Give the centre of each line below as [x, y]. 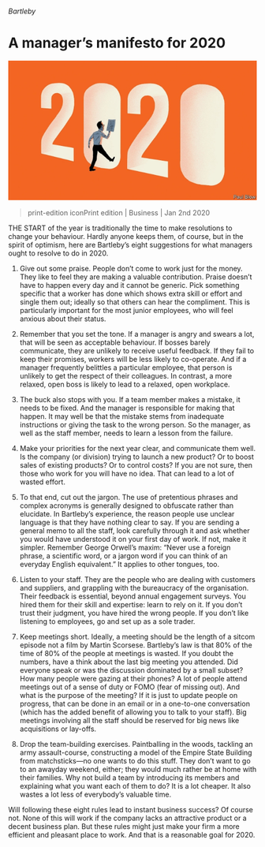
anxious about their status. [63, 319]
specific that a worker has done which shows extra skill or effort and [131, 294]
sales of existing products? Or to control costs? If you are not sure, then [136, 465]
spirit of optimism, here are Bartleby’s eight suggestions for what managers [131, 245]
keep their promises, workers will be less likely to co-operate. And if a [133, 360]
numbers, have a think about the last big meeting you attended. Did [129, 662]
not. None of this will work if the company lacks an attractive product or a [127, 818]
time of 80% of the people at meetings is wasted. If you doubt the [127, 654]
